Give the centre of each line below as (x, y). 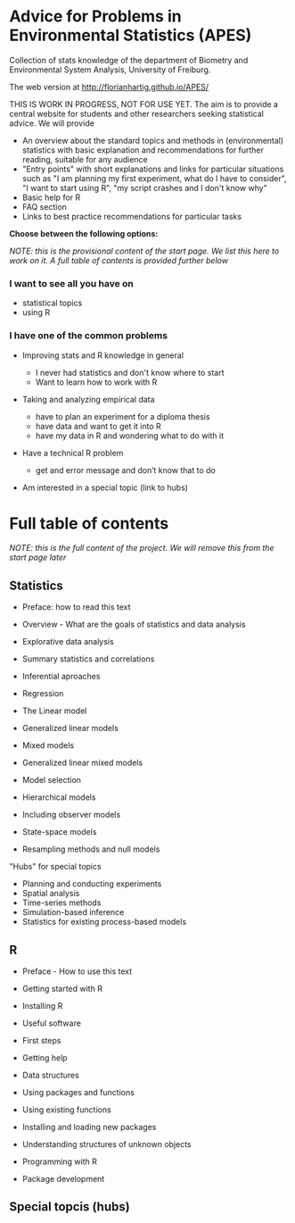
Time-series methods (61, 903)
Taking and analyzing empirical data (88, 399)
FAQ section (44, 206)
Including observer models (71, 815)
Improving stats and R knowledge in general (103, 355)
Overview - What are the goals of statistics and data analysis (134, 624)
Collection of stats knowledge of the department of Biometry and (129, 60)
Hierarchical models (59, 797)
